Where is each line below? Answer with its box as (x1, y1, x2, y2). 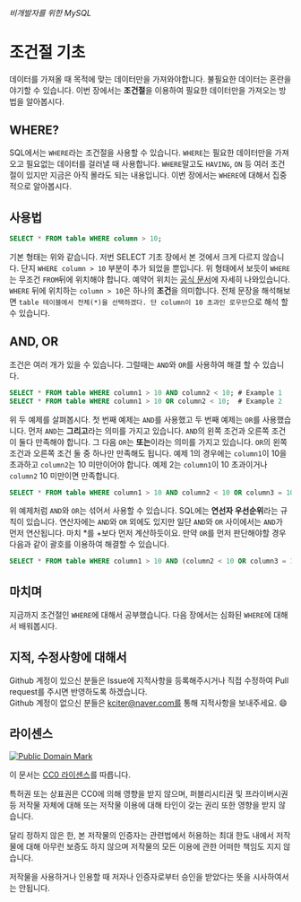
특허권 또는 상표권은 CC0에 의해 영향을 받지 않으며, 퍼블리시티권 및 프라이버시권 (9, 788, 288, 799)
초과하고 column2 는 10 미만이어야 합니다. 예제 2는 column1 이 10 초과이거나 (9, 459, 268, 469)
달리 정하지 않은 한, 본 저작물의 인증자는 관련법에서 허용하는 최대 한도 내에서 (9, 829, 275, 840)
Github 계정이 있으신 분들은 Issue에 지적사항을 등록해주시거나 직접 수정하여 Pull (9, 675, 289, 686)
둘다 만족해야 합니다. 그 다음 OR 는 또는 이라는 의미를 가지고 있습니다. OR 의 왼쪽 (18, 436, 288, 447)
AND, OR (9, 334, 59, 349)
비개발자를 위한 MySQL (9, 7, 92, 18)
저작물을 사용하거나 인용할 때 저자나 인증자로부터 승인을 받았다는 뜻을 (9, 871, 251, 882)
